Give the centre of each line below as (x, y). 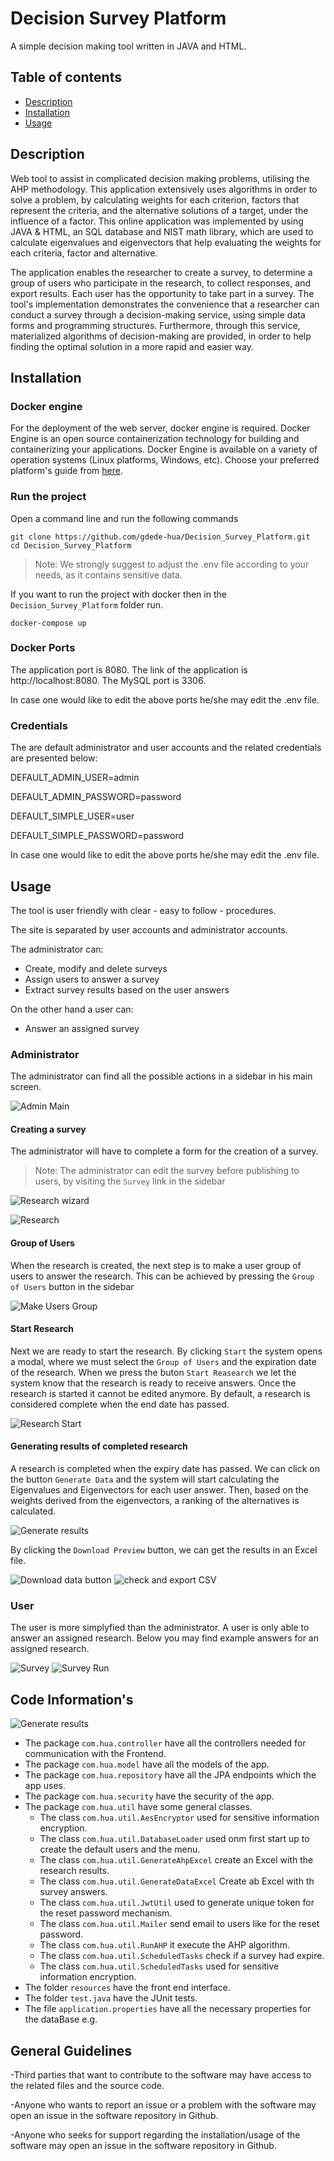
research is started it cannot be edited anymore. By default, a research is (160, 1393)
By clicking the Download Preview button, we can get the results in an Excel (164, 1550)
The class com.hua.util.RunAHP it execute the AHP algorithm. (165, 1945)
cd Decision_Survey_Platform (71, 545)
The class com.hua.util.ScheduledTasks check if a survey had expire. (182, 1956)
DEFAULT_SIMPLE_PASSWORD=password (97, 836)
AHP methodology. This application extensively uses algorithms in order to (164, 189)
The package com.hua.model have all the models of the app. (147, 1764)
